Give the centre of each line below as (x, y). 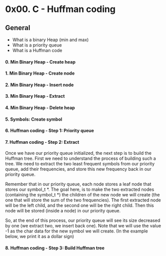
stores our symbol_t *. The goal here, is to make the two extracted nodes (80, 189)
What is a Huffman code (37, 50)
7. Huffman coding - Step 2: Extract (42, 142)
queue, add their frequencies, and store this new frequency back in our (78, 169)
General (18, 28)
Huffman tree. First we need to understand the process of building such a (81, 158)
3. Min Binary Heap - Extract (35, 96)
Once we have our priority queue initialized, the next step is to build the (79, 153)
